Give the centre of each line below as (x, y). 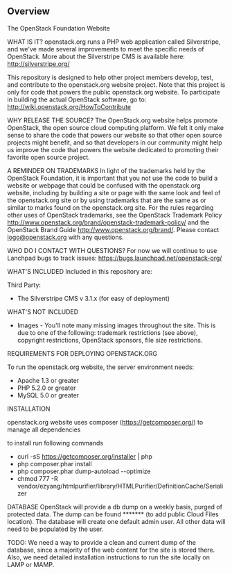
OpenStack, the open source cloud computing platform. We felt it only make (115, 127)
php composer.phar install (54, 464)
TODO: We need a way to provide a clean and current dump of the (101, 542)
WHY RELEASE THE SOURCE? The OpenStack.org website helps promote (113, 120)
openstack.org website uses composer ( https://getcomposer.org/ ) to (105, 422)
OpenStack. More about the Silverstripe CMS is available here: (96, 56)
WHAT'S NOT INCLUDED (43, 311)
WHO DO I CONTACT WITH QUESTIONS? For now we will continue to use (112, 250)
